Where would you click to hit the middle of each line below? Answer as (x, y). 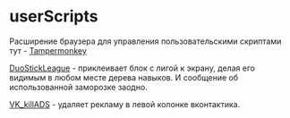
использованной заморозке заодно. (78, 87)
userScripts (54, 17)
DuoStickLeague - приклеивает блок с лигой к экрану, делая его (132, 68)
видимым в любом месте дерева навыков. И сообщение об (124, 77)
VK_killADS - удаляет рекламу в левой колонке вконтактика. (125, 104)
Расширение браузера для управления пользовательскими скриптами (145, 41)
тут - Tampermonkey (48, 50)
